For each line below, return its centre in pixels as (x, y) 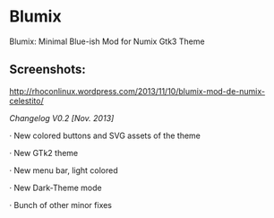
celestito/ (26, 100)
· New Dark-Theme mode (56, 187)
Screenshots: (48, 70)
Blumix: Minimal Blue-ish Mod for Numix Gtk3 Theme (107, 41)
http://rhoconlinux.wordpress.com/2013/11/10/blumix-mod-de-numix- (137, 91)
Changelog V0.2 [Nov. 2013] (62, 118)
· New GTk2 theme (44, 153)
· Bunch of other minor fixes (61, 205)
